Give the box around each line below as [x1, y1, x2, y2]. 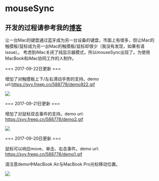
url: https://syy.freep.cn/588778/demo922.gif [5, 82, 95, 87]
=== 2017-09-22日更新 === [5, 66, 61, 71]
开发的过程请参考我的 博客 [5, 23, 82, 32]
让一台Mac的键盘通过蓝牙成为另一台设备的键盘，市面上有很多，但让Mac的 [5, 37, 155, 43]
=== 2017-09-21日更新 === [5, 100, 60, 106]
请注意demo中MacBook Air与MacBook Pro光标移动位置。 [5, 161, 121, 167]
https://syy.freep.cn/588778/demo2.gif [5, 116, 84, 122]
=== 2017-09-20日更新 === [5, 135, 61, 141]
